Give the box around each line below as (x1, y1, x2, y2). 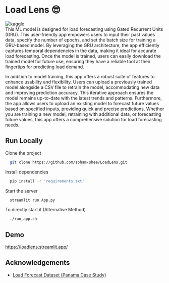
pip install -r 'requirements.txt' (10, 178, 85, 183)
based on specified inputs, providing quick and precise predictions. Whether (5, 106, 164, 112)
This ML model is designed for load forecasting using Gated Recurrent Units (5, 26, 163, 32)
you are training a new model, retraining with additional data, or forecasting (5, 111, 161, 117)
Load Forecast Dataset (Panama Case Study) (12, 272, 106, 278)
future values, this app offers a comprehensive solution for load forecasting (5, 116, 162, 122)
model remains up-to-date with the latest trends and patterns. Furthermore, (5, 95, 162, 101)
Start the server (5, 187, 38, 194)
